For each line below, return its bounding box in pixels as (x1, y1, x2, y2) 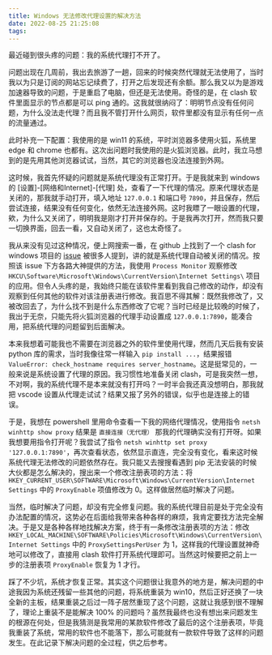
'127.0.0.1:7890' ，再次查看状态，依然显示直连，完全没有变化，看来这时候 (8, 447, 258, 457)
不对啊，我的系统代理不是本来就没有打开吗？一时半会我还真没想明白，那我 (8, 379, 257, 389)
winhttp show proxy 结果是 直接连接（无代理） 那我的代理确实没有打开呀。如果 (8, 427, 261, 437)
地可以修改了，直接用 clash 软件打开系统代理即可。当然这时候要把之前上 (8, 550, 250, 559)
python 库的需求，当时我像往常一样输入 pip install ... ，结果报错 (8, 349, 232, 359)
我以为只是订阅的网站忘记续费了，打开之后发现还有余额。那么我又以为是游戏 (8, 78, 264, 88)
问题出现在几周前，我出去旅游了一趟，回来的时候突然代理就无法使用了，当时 (8, 67, 264, 77)
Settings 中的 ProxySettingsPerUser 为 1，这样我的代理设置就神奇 (40, 540, 261, 550)
